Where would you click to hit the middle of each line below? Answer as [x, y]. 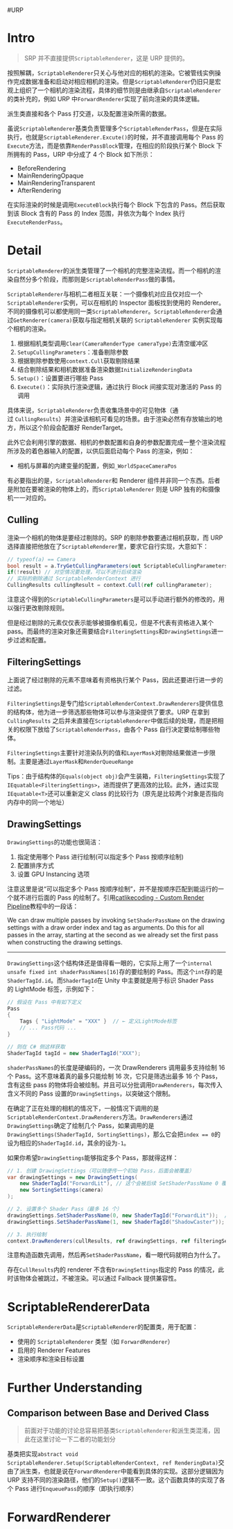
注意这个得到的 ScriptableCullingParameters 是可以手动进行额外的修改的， [113, 599]
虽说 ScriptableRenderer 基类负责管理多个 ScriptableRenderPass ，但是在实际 [115, 128]
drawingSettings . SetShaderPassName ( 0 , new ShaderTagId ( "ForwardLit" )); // [119, 1215]
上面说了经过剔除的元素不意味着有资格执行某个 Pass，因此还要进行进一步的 [115, 680]
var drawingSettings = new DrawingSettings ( [72, 1177]
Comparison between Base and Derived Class [108, 1413]
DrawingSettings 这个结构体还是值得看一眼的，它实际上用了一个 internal [110, 963]
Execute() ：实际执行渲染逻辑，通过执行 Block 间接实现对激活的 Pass [115, 386]
